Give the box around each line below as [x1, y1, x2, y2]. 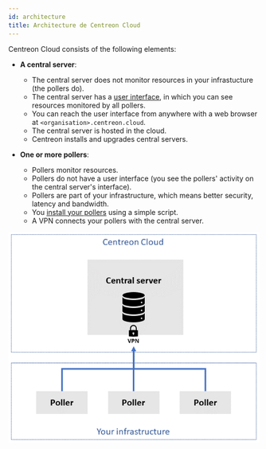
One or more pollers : [19, 150, 89, 159]
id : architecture [8, 13, 66, 21]
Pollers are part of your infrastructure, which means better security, [31, 190, 253, 200]
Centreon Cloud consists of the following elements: [8, 44, 177, 53]
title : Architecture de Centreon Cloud [8, 21, 141, 29]
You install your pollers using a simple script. [31, 207, 179, 217]
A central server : [19, 60, 77, 69]
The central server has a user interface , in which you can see [31, 92, 233, 101]
